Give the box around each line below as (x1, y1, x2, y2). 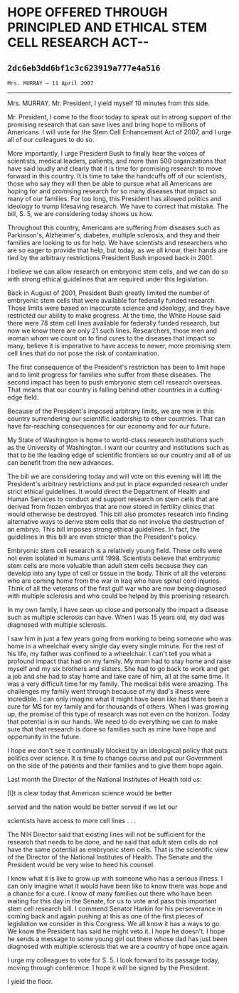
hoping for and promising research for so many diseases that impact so (7, 187, 217, 195)
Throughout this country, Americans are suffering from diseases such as (7, 223, 221, 232)
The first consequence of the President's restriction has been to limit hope (7, 363, 225, 371)
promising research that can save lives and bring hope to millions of (7, 120, 206, 129)
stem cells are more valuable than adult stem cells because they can (7, 562, 208, 569)
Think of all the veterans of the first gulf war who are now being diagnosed (7, 584, 226, 592)
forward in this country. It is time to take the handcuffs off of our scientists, (7, 172, 227, 180)
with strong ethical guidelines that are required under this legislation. (7, 275, 208, 283)
